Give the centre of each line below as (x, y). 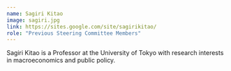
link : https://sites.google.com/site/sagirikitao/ (82, 26)
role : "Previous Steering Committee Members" (74, 33)
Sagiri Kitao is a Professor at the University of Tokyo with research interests (115, 53)
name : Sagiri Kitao (35, 14)
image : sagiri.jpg (33, 20)
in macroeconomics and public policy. (61, 61)
